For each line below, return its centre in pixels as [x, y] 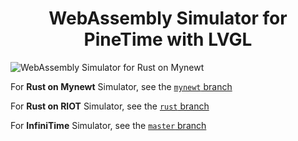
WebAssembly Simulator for [168, 18]
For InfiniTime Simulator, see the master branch [108, 125]
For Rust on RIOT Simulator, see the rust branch [110, 106]
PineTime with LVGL [168, 39]
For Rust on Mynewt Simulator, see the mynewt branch [121, 86]
